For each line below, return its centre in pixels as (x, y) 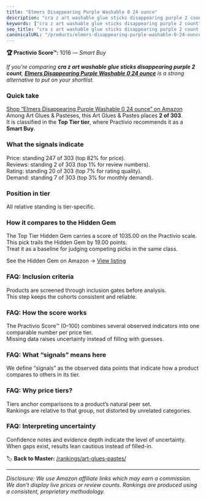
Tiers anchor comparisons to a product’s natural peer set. (79, 404)
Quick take (23, 96)
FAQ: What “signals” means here (56, 354)
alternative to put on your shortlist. (50, 80)
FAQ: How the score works (47, 312)
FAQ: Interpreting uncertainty (51, 426)
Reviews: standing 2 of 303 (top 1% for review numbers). (78, 164)
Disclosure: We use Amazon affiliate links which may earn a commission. (99, 478)
